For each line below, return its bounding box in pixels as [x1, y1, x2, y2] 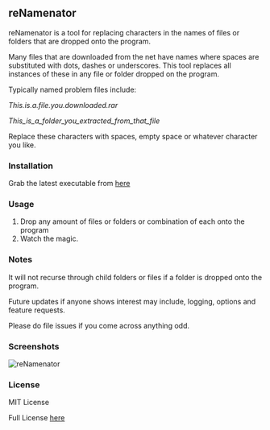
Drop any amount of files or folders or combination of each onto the [19, 217, 245, 226]
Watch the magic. [19, 234, 79, 244]
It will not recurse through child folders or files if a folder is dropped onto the [8, 272, 263, 282]
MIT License [8, 398, 50, 407]
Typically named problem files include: [8, 85, 137, 94]
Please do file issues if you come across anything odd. [8, 320, 189, 330]
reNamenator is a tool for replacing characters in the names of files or [8, 27, 240, 37]
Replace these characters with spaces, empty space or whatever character [8, 131, 258, 141]
